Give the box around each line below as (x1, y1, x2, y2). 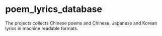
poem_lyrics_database (5, 3, 102, 15)
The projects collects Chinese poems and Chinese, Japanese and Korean (5, 20, 157, 26)
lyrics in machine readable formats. (5, 25, 78, 31)
